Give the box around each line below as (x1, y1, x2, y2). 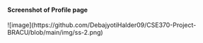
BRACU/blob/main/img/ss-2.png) (7, 28, 104, 37)
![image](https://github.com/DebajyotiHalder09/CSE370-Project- (7, 21, 197, 29)
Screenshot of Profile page (7, 6, 88, 14)
